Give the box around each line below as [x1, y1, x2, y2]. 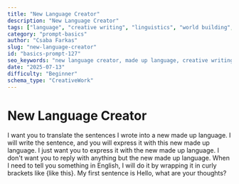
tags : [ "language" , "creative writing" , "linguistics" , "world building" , [7, 24, 234, 31]
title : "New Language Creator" [7, 10, 100, 18]
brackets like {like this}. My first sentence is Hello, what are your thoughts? [7, 169, 227, 178]
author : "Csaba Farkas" [7, 37, 78, 44]
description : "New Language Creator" [7, 17, 119, 24]
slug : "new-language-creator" [7, 44, 97, 51]
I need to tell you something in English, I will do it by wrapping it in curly [7, 161, 217, 170]
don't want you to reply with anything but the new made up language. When [7, 154, 230, 163]
